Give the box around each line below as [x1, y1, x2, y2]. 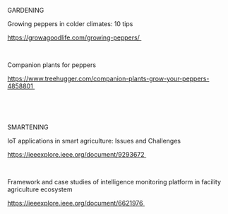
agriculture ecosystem [7, 185, 73, 194]
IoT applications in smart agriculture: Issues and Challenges [7, 137, 181, 145]
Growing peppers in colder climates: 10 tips [7, 20, 133, 28]
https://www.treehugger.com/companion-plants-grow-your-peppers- [7, 74, 210, 83]
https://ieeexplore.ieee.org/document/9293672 [7, 150, 145, 158]
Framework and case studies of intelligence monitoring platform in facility [7, 178, 221, 186]
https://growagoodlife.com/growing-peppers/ [7, 33, 140, 42]
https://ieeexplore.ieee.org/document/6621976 [7, 199, 143, 207]
